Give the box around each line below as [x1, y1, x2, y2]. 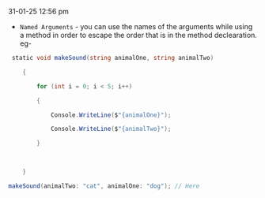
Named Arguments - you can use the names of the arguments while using [19, 22, 253, 31]
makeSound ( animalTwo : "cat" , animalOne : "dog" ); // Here [8, 181, 200, 190]
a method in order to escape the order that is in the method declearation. [19, 31, 257, 39]
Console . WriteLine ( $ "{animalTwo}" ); [50, 125, 172, 133]
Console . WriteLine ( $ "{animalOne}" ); [50, 110, 172, 119]
